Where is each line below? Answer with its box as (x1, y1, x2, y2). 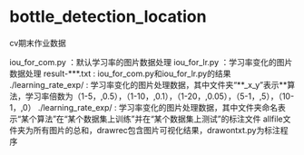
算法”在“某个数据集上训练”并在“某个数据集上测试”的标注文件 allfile (36, 113, 283, 124)
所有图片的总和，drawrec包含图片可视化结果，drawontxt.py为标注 (33, 124, 281, 135)
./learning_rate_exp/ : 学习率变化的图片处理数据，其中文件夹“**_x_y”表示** (9, 79, 288, 90)
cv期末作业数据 (9, 37, 66, 48)
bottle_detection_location (9, 6, 207, 27)
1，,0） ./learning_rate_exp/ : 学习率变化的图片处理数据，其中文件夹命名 (9, 102, 279, 112)
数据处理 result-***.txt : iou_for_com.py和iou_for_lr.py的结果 (9, 68, 231, 79)
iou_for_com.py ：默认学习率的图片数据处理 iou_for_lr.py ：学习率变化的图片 (9, 56, 293, 67)
